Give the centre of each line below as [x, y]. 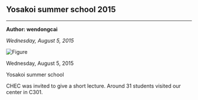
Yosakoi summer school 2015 [61, 10]
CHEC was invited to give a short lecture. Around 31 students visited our [94, 86]
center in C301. [24, 92]
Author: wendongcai [32, 29]
